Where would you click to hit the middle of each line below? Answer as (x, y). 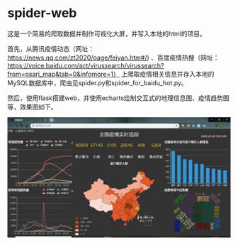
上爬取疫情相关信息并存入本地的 (168, 74)
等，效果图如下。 (32, 107)
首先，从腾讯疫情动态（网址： (51, 48)
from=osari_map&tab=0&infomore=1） (63, 74)
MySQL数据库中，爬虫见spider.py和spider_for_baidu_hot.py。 (97, 82)
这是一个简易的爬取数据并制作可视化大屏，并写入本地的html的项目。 (107, 33)
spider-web (42, 13)
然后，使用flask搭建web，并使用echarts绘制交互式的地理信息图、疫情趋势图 (119, 98)
